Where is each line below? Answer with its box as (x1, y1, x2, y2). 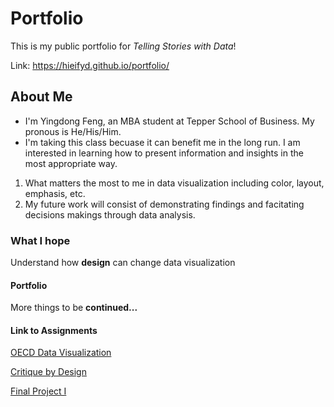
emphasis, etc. (24, 187, 86, 199)
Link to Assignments (10, 324, 98, 336)
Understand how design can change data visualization (10, 257, 236, 269)
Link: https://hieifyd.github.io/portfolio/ (10, 59, 170, 71)
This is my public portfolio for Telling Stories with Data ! (10, 40, 237, 52)
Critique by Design (10, 366, 87, 378)
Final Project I (10, 385, 67, 397)
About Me (10, 88, 73, 106)
